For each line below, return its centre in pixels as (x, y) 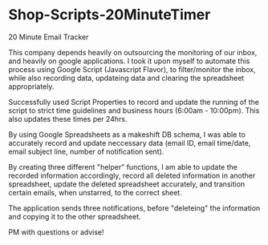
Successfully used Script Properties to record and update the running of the (134, 102)
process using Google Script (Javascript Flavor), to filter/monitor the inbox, (132, 69)
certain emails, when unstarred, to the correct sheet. (95, 192)
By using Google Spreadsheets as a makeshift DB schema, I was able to (127, 135)
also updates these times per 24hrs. (68, 118)
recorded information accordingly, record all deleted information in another (132, 175)
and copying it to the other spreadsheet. (75, 216)
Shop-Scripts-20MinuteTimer (110, 15)
